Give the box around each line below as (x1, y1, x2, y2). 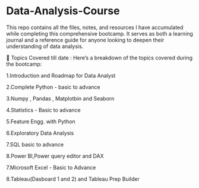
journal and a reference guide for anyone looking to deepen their (6, 36, 165, 43)
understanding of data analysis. (6, 43, 84, 50)
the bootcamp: (6, 60, 42, 68)
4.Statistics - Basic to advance (6, 106, 81, 113)
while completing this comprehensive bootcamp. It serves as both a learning (6, 30, 193, 37)
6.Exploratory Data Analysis (6, 129, 74, 136)
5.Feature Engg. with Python (6, 117, 75, 125)
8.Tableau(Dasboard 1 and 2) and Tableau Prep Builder (6, 175, 140, 182)
